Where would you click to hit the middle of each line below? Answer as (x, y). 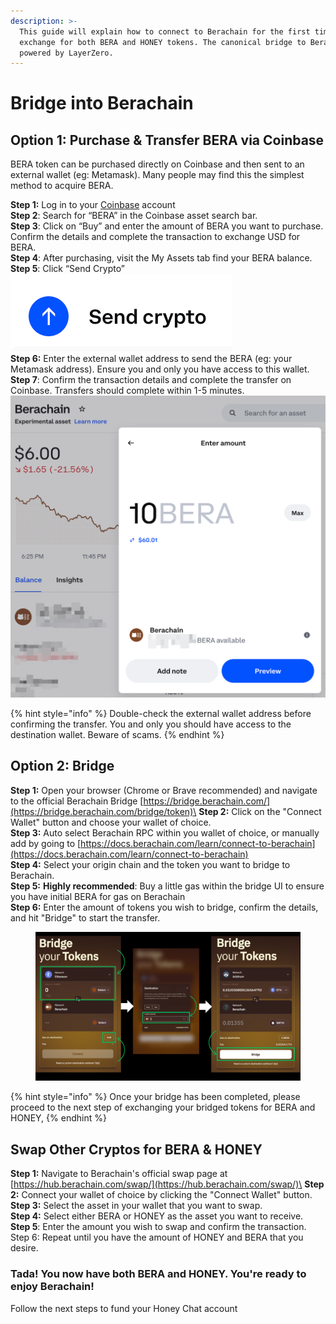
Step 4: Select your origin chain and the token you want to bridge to (150, 864)
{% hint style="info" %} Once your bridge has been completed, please (155, 1097)
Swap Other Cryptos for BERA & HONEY (136, 1149)
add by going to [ (46, 843)
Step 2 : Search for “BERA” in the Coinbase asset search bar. (134, 216)
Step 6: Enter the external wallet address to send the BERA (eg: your (151, 359)
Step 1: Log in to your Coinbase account (93, 205)
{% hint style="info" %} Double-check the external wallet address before (161, 714)
